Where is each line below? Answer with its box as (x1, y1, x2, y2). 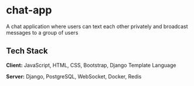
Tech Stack (6, 46, 48, 56)
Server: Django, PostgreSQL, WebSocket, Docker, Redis (6, 73, 142, 80)
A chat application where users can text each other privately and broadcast (6, 23, 189, 30)
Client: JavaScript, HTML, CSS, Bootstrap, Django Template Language (6, 61, 176, 68)
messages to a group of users (6, 29, 79, 36)
